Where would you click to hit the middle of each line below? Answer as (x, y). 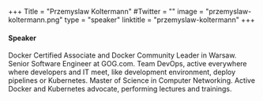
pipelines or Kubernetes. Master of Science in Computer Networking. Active (131, 80)
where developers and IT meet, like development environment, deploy (122, 72)
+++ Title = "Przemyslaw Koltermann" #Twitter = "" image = (106, 11)
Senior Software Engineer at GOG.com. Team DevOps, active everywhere (128, 64)
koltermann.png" (36, 20)
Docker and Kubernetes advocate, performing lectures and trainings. (120, 89)
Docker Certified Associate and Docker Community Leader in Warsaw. (122, 55)
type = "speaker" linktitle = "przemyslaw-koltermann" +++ (160, 20)
